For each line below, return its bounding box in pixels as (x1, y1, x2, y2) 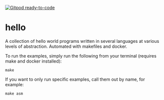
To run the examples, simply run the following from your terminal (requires (5, 53, 157, 59)
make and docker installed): (5, 58, 62, 64)
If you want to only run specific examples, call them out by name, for (5, 76, 145, 82)
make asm (5, 91, 23, 96)
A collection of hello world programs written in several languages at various (5, 38, 160, 44)
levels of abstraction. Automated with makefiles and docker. (5, 43, 127, 49)
